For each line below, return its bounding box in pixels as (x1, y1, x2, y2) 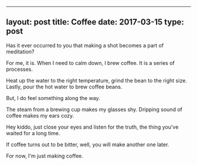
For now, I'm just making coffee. (6, 152, 84, 159)
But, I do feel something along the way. (6, 94, 101, 101)
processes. (6, 66, 33, 73)
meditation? (6, 48, 35, 55)
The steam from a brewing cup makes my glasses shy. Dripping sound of (6, 106, 183, 113)
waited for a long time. (6, 129, 60, 136)
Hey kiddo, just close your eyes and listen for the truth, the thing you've (6, 123, 179, 130)
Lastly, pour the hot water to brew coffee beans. (6, 83, 123, 90)
